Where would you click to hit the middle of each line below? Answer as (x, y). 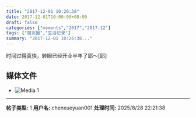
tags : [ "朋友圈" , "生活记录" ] (38, 33)
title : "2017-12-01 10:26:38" (43, 11)
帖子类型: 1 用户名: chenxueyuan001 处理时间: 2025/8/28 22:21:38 (86, 108)
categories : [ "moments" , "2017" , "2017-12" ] (58, 28)
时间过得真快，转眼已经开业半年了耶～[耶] (57, 56)
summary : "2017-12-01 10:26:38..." (49, 38)
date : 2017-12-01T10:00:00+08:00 (47, 17)
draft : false (22, 22)
